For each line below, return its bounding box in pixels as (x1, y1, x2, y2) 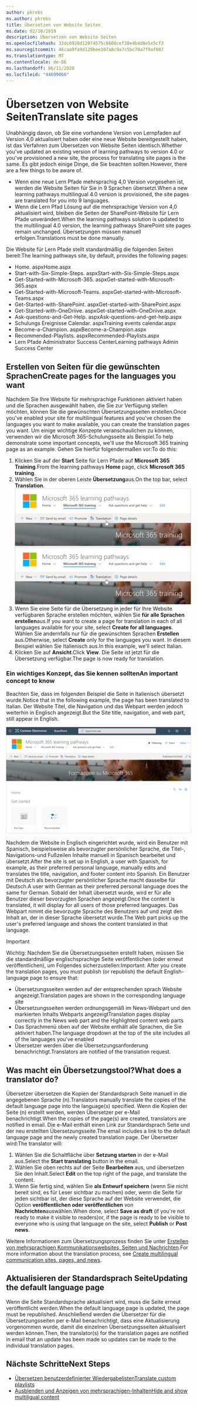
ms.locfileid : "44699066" (6, 71, 69, 78)
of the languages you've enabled (14, 1036, 94, 1043)
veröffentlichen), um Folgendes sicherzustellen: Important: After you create (6, 962, 186, 969)
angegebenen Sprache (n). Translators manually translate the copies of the (6, 1096, 186, 1103)
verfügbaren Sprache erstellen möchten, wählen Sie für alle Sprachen (14, 611, 185, 618)
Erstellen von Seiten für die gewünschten (6, 361, 160, 371)
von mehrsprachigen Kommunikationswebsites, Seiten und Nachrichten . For (6, 1244, 189, 1251)
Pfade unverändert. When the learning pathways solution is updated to (14, 216, 185, 223)
